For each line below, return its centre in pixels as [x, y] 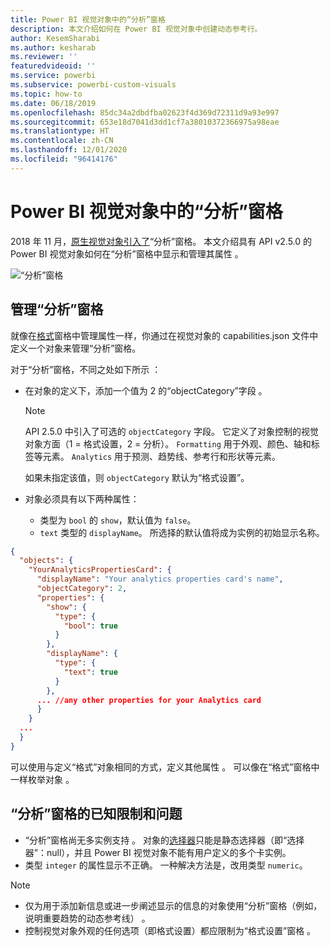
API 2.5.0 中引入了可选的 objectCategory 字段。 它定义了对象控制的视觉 [171, 431]
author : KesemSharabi [55, 38]
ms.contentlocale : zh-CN [62, 141]
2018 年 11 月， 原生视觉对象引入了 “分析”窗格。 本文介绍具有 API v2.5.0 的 [161, 241]
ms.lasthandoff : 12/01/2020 [69, 150]
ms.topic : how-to [46, 94]
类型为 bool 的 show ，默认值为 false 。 [118, 520]
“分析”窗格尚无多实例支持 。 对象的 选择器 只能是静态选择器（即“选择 [164, 840]
